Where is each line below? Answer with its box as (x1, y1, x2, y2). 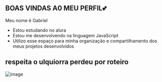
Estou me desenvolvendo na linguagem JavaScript (12, 32, 118, 38)
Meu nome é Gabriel (5, 17, 48, 23)
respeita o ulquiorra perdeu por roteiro (5, 58, 129, 66)
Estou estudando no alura (12, 27, 66, 33)
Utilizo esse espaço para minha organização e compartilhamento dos (12, 38, 157, 44)
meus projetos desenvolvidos (12, 43, 74, 49)
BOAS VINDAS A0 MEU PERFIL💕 (5, 4, 107, 13)
